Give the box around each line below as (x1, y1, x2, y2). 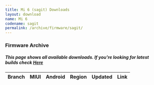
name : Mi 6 (5, 16, 28, 21)
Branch (7, 74, 25, 81)
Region (70, 74, 87, 81)
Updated (91, 74, 113, 81)
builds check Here (5, 59, 44, 65)
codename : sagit (5, 21, 39, 26)
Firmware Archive (5, 42, 49, 49)
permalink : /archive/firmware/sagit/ (5, 26, 83, 31)
